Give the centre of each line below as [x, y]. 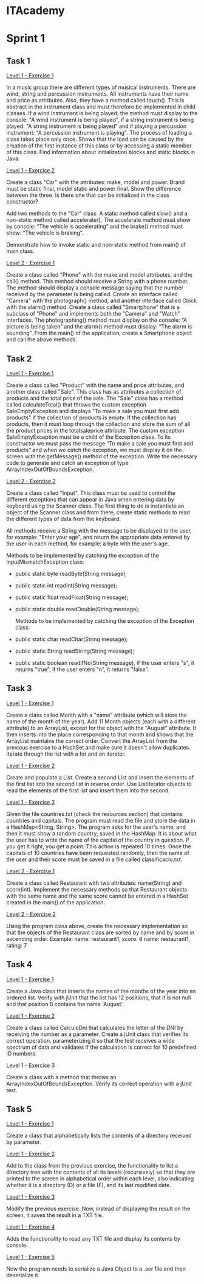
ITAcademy [36, 11]
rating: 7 [17, 945]
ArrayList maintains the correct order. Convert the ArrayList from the [92, 740]
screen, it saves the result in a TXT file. [55, 1215]
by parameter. [24, 1142]
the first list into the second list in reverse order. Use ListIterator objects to [99, 784]
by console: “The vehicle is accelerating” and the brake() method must [95, 227]
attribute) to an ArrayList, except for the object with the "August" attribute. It [101, 728]
